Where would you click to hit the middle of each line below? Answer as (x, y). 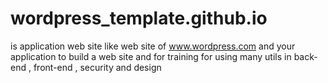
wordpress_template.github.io (139, 18)
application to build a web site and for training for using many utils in (151, 56)
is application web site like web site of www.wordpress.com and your (153, 46)
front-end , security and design (97, 67)
